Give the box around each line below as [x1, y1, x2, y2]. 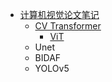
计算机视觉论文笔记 [19, 9, 100, 20]
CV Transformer [34, 20, 102, 32]
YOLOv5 [34, 63, 70, 74]
